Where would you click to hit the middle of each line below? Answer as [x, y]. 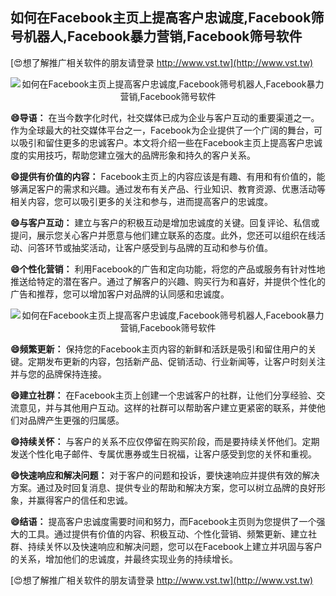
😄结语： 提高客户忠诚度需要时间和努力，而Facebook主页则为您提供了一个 [163, 521]
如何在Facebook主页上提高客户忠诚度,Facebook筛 [167, 18]
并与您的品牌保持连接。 [58, 374]
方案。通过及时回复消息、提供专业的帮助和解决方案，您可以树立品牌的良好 [163, 487]
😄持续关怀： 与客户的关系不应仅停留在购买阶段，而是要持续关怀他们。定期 [165, 441]
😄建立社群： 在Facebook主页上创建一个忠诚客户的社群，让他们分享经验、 [163, 395]
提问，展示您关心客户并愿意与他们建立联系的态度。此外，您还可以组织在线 [163, 235]
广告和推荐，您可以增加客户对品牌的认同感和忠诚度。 [120, 294]
